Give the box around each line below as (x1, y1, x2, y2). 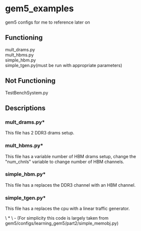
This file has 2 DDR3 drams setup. (5, 130, 75, 136)
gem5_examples (5, 3, 74, 14)
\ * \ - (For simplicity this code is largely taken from (5, 215, 108, 221)
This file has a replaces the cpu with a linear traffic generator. (5, 205, 130, 212)
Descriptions (5, 104, 46, 112)
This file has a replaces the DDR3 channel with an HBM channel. (5, 182, 136, 188)
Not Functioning (5, 77, 56, 85)
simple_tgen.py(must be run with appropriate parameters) (5, 62, 122, 68)
